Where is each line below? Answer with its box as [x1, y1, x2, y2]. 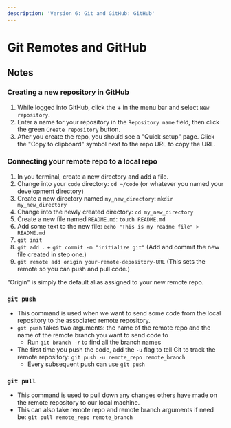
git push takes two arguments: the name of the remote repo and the [16, 324, 211, 332]
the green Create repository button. [16, 125, 121, 133]
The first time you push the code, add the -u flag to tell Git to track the [16, 346, 216, 354]
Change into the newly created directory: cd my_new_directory [16, 207, 194, 216]
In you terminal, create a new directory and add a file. [16, 172, 169, 181]
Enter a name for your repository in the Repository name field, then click [16, 117, 220, 126]
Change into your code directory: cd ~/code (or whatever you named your [16, 179, 224, 188]
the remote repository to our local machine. [16, 398, 140, 407]
